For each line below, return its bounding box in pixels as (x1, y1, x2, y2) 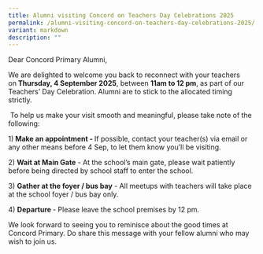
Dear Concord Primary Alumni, (8, 55, 108, 64)
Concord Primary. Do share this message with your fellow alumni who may (8, 229, 250, 238)
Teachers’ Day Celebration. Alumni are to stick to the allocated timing (8, 87, 232, 97)
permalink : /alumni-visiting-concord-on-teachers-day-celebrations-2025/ (8, 19, 256, 27)
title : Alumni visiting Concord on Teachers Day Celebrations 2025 (8, 11, 235, 20)
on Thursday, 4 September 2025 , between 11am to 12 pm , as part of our (8, 79, 245, 88)
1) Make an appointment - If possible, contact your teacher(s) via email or (8, 134, 248, 144)
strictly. (8, 95, 33, 105)
